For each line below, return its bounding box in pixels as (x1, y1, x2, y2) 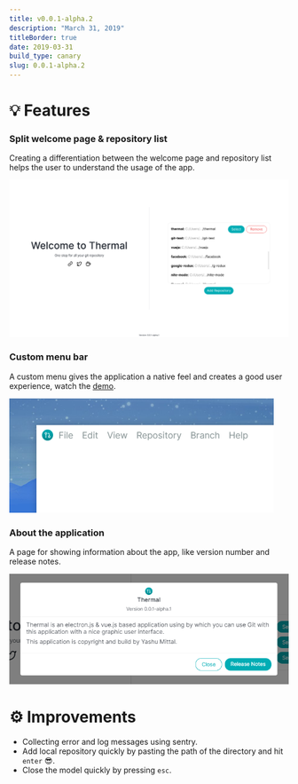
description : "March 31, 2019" (9, 23, 125, 33)
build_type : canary (9, 51, 82, 61)
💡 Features (9, 100, 90, 121)
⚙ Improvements (9, 707, 137, 727)
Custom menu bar (9, 351, 89, 363)
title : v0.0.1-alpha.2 (9, 14, 93, 23)
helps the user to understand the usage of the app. (9, 162, 195, 173)
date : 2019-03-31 (9, 43, 74, 51)
